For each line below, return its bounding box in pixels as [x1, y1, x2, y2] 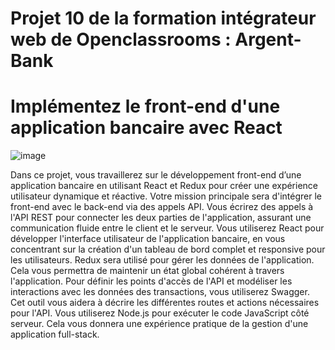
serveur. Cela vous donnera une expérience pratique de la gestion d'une [10, 318, 309, 330]
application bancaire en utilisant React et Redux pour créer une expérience [10, 180, 319, 192]
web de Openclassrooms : [10, 28, 232, 51]
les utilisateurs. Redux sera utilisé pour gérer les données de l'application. [10, 254, 315, 266]
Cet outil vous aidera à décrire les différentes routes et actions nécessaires [10, 297, 320, 309]
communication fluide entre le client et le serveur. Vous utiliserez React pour [10, 222, 325, 234]
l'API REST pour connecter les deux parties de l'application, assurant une [10, 212, 312, 224]
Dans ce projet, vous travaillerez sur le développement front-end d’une [10, 169, 302, 181]
